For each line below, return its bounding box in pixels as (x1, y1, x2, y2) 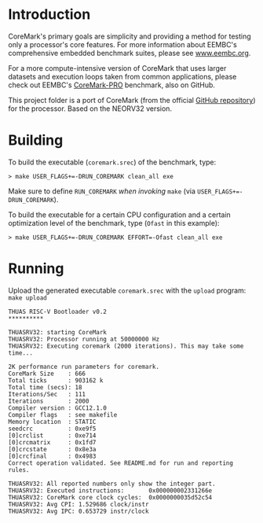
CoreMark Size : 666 (8, 370, 86, 378)
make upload (8, 293, 47, 302)
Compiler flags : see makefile (8, 411, 118, 418)
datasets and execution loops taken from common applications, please (8, 72, 237, 81)
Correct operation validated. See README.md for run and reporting (8, 459, 234, 467)
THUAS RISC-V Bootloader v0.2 (8, 308, 108, 315)
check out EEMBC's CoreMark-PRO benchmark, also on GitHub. (8, 80, 216, 90)
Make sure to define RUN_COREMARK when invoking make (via (8, 186, 196, 196)
